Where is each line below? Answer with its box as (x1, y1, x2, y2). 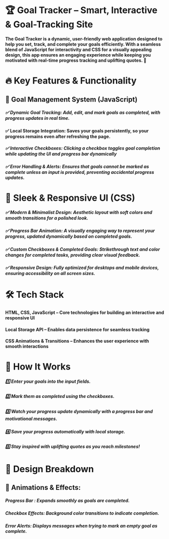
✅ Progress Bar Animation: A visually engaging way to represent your (5, 228, 155, 234)
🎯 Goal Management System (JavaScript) (5, 95, 138, 104)
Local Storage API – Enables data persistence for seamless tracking (5, 326, 150, 332)
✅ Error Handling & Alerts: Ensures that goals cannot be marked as (5, 163, 149, 170)
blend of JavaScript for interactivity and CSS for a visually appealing (5, 47, 152, 53)
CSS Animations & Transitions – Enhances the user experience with (5, 338, 149, 344)
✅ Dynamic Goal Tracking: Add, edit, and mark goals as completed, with (5, 109, 160, 115)
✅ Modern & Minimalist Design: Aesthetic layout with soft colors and (5, 209, 152, 215)
